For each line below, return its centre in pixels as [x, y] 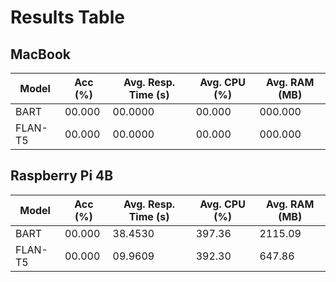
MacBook [40, 54]
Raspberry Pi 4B [62, 176]
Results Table [68, 17]
